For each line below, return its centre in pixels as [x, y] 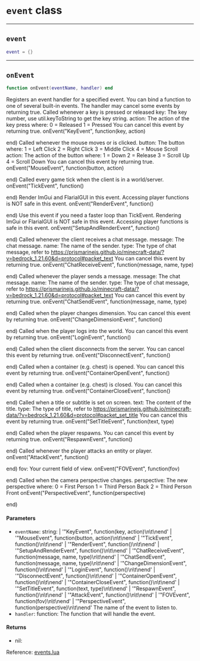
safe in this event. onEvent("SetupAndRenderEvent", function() [83, 228]
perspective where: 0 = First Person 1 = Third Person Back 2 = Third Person [99, 487]
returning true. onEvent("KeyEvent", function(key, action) [76, 131]
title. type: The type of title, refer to [49, 409]
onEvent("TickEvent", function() [45, 186]
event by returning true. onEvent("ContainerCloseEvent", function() [88, 391]
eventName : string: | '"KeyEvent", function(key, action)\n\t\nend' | [93, 531]
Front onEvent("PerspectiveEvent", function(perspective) [76, 493]
